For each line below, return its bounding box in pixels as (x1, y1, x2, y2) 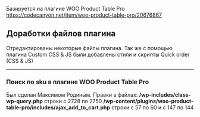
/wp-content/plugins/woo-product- (103, 98, 194, 105)
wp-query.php (6, 98, 43, 105)
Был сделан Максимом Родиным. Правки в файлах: (6, 91, 138, 98)
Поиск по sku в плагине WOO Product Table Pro (6, 78, 149, 86)
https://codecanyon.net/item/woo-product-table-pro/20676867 (6, 11, 162, 19)
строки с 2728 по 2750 (43, 98, 102, 105)
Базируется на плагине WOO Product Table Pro (6, 5, 125, 12)
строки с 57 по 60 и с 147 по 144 (111, 104, 194, 111)
